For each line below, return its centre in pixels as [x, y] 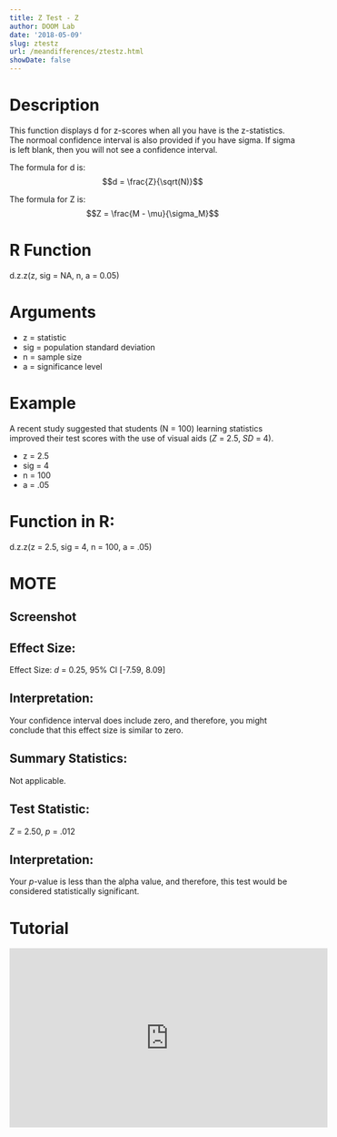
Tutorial [40, 928]
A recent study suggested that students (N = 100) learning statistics [136, 428]
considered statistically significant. [74, 891]
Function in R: [62, 521]
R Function [51, 250]
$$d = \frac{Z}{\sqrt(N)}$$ [153, 181]
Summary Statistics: [69, 759]
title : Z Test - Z [44, 18]
